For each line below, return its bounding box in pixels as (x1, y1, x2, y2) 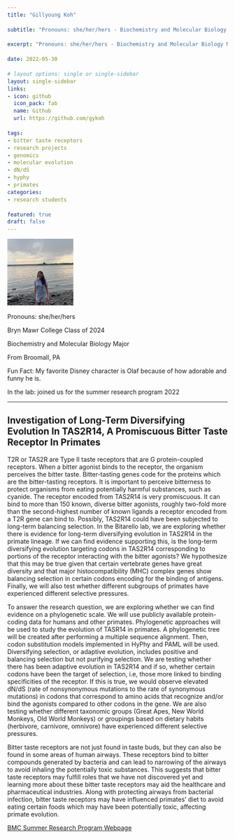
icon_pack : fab (13, 100, 58, 107)
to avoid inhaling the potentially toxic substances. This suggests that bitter (7, 765, 222, 774)
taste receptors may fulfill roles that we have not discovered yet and (7, 772, 204, 781)
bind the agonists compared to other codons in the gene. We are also (7, 700, 207, 708)
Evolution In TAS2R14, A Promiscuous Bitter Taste (7, 425, 228, 437)
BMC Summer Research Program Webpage (7, 824, 132, 832)
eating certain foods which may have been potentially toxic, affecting (7, 803, 206, 811)
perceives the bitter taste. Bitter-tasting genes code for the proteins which (7, 470, 221, 478)
